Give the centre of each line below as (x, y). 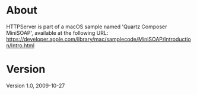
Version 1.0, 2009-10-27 (36, 86)
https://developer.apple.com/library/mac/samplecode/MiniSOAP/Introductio (99, 39)
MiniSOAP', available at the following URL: (57, 32)
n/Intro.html (20, 45)
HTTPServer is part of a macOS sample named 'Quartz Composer (87, 27)
